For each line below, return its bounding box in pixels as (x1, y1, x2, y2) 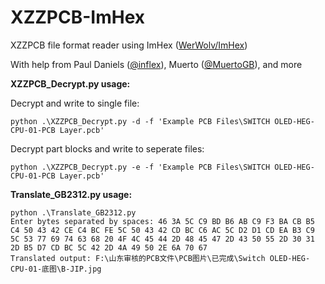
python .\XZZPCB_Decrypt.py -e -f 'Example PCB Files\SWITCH (10, 162, 271, 172)
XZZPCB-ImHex (10, 6, 146, 29)
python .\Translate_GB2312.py (10, 207, 137, 218)
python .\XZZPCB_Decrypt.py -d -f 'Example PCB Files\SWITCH (10, 116, 271, 126)
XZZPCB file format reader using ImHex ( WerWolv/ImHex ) (10, 39, 248, 51)
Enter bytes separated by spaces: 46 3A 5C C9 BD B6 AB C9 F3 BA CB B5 (10, 216, 315, 226)
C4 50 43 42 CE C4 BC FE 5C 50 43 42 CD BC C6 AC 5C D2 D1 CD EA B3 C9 (10, 225, 315, 235)
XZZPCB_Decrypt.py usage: (10, 77, 131, 90)
